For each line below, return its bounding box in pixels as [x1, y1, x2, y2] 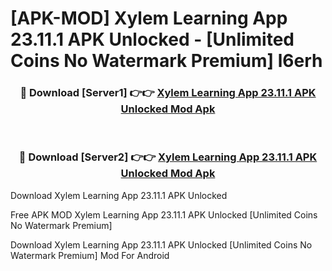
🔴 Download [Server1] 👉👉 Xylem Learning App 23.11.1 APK [19, 86, 317, 100]
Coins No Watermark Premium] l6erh [10, 50, 323, 72]
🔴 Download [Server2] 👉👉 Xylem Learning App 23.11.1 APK [18, 150, 318, 164]
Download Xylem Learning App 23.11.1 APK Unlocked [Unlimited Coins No [10, 238, 313, 251]
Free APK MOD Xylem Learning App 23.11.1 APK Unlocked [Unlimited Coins [10, 208, 318, 221]
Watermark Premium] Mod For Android [10, 249, 170, 261]
